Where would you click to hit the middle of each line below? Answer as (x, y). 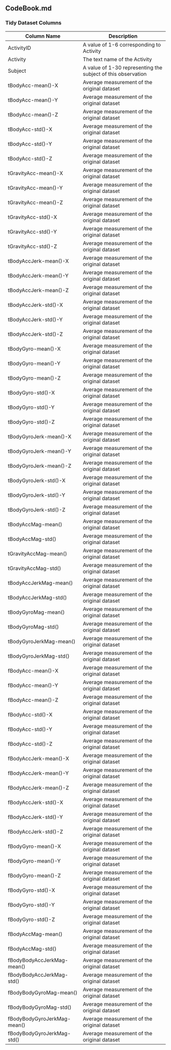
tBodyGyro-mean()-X (34, 349)
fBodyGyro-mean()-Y (34, 861)
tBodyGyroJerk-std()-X (37, 480)
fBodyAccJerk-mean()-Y (38, 773)
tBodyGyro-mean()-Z (34, 378)
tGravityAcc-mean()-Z (35, 202)
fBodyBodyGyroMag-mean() (43, 992)
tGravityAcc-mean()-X (36, 173)
